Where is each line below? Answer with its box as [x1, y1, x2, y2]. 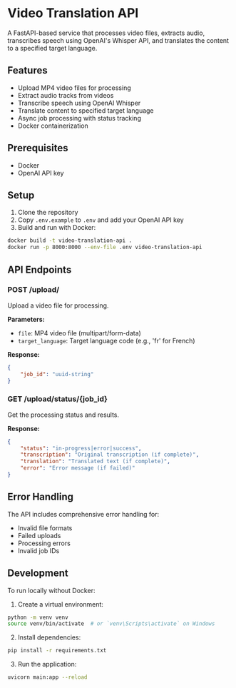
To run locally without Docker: [7, 586, 96, 595]
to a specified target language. [7, 44, 98, 52]
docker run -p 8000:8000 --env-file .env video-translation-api [7, 244, 202, 251]
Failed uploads [17, 531, 61, 540]
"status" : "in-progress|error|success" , [20, 445, 142, 452]
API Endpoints [7, 263, 72, 275]
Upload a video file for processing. [7, 301, 109, 310]
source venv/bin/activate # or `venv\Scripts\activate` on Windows [7, 620, 215, 627]
